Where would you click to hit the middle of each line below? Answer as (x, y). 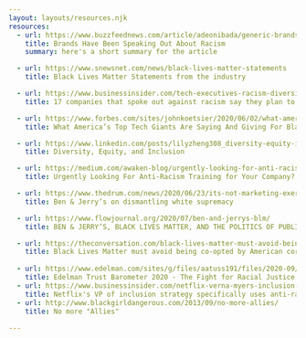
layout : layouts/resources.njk (68, 18)
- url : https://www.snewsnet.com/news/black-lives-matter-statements (152, 69)
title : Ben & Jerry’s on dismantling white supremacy (129, 202)
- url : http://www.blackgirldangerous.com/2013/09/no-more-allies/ (148, 302)
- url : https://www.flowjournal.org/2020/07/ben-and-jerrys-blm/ (144, 218)
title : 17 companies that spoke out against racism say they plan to (160, 101)
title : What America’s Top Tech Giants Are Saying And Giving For (154, 127)
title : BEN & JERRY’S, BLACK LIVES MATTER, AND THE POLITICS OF (150, 227)
